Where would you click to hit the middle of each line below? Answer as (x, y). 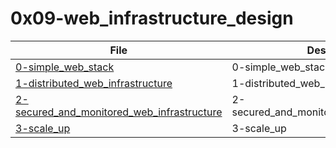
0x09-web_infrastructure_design (152, 18)
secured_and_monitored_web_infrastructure (119, 112)
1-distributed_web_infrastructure (94, 83)
